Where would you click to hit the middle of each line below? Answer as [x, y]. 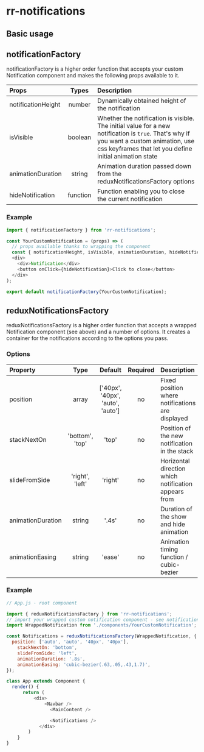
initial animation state [127, 157]
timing [169, 549]
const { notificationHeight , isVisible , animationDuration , [89, 252]
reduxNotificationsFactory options [146, 182]
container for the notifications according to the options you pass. [87, 338]
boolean [80, 137]
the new [172, 436]
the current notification [130, 199]
